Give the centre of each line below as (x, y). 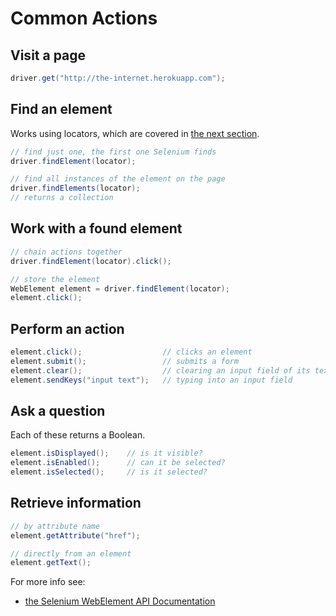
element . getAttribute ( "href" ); (75, 535)
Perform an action (67, 328)
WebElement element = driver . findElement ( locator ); (120, 288)
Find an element (61, 109)
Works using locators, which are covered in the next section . (135, 133)
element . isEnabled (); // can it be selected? (118, 463)
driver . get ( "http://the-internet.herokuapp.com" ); (118, 78)
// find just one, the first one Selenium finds (113, 152)
